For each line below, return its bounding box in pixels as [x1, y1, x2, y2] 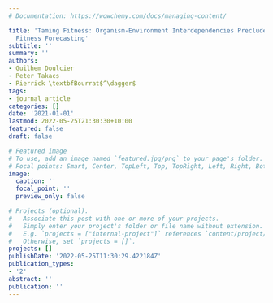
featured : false [8, 125, 63, 133]
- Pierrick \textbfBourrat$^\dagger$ [8, 79, 136, 88]
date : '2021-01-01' [8, 110, 75, 118]
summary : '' [8, 50, 49, 58]
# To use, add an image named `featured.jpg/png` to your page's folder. [8, 154, 264, 162]
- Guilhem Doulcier [8, 64, 75, 73]
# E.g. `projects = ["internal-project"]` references [8, 229, 201, 238]
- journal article [8, 94, 71, 102]
